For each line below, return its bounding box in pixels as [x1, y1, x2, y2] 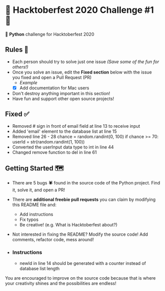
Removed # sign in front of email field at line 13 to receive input [12, 123, 140, 129]
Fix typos [19, 217, 38, 222]
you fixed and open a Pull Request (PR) [12, 74, 92, 80]
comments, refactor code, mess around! [12, 237, 94, 243]
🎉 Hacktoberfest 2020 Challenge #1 [5, 4, 154, 16]
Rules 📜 [5, 45, 29, 54]
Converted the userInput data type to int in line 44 [12, 144, 114, 150]
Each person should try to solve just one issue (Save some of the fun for [12, 59, 159, 65]
